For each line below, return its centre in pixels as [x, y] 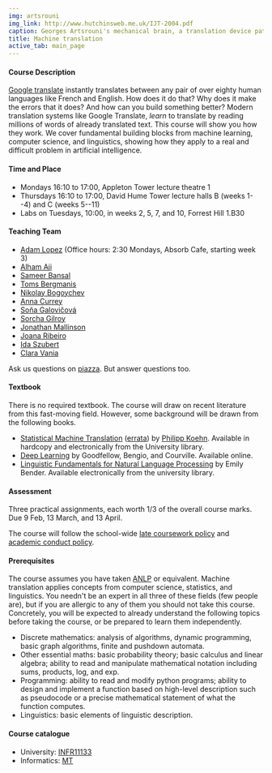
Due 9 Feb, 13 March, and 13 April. [66, 518]
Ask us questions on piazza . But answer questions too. [100, 368]
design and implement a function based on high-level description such [138, 689]
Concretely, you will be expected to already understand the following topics [134, 613]
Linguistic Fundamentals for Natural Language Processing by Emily [132, 464]
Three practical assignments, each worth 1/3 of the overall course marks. [130, 509]
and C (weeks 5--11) [66, 204]
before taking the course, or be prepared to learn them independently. [125, 622]
